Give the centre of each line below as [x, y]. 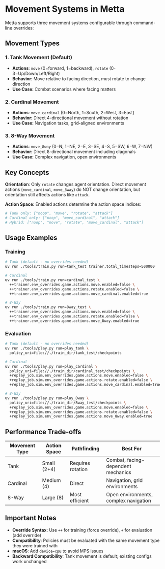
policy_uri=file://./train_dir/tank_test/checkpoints [66, 353]
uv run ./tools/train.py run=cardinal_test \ [52, 280]
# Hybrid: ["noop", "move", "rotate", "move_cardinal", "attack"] [74, 222]
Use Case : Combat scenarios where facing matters [64, 89]
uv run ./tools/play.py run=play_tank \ [47, 348]
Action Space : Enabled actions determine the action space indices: [73, 204]
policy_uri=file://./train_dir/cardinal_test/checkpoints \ [72, 371]
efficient [79, 501]
